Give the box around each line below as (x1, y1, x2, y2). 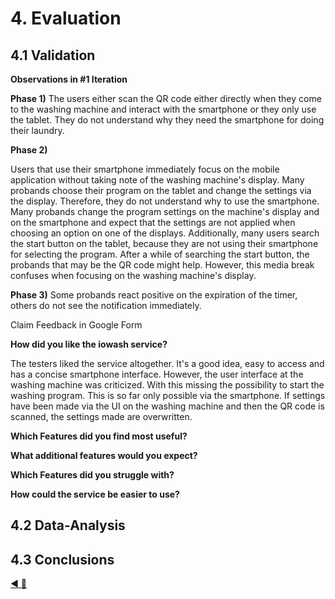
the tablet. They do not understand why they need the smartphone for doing (10, 114, 325, 126)
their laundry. (10, 125, 65, 136)
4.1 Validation (10, 47, 96, 64)
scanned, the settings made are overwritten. (10, 411, 193, 422)
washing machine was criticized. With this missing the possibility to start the (10, 379, 325, 391)
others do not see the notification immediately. (10, 300, 202, 311)
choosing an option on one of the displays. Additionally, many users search (10, 227, 320, 239)
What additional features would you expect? (10, 450, 198, 461)
